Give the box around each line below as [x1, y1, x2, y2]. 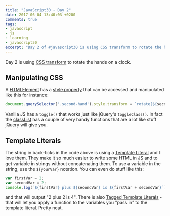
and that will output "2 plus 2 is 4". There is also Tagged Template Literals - [5, 194, 162, 200]
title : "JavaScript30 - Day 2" [5, 7, 71, 13]
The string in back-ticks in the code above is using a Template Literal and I [5, 150, 160, 156]
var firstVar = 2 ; [5, 176, 44, 181]
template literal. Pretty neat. [5, 205, 63, 211]
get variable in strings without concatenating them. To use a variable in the [5, 160, 161, 167]
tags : [5, 21, 17, 27]
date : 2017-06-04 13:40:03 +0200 [5, 12, 76, 17]
